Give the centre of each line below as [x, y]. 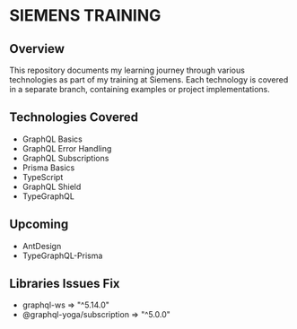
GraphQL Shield [52, 186]
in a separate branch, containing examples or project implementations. [140, 89]
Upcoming [39, 225]
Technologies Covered [74, 117]
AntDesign [42, 246]
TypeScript [43, 177]
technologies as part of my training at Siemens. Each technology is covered [149, 80]
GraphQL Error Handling [67, 148]
